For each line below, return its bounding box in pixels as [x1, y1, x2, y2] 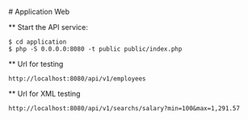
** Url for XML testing [8, 89, 81, 98]
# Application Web [8, 7, 70, 16]
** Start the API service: [8, 23, 89, 31]
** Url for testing [8, 60, 64, 68]
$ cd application [8, 38, 67, 46]
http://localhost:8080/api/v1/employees [8, 75, 147, 83]
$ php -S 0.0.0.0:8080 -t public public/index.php [8, 45, 183, 53]
